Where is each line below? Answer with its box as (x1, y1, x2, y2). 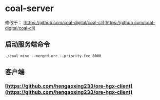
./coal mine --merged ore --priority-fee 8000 (5, 53, 101, 58)
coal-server (5, 3, 54, 14)
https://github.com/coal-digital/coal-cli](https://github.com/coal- (25, 19, 155, 25)
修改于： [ (5, 19, 25, 25)
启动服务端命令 (5, 40, 50, 49)
